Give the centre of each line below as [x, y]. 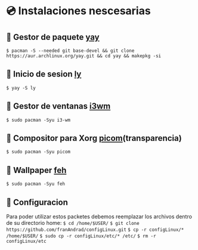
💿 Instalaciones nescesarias [78, 11]
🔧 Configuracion [37, 202]
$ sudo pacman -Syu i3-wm [38, 120]
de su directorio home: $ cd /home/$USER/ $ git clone [73, 223]
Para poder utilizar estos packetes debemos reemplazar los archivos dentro [99, 217]
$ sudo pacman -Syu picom [38, 152]
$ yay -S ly [21, 88]
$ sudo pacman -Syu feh [36, 184]
